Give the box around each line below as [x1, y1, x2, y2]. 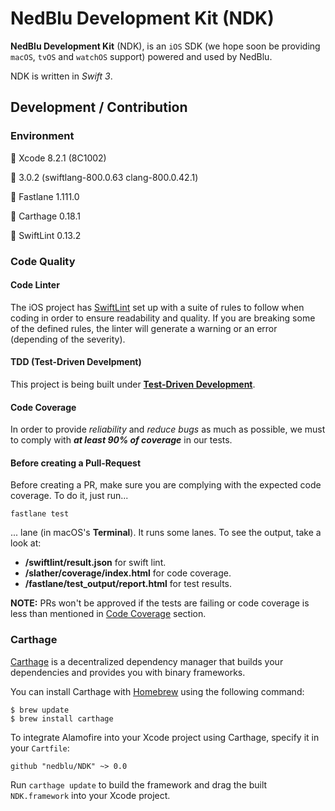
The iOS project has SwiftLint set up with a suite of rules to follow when [10, 301, 305, 313]
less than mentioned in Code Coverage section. [10, 608, 207, 620]
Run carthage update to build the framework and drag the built [10, 778, 268, 791]
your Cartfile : [10, 742, 70, 754]
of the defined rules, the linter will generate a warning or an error [10, 322, 278, 334]
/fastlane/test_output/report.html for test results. [24, 578, 233, 590]
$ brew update [10, 705, 70, 715]
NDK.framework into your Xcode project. [10, 789, 171, 801]
